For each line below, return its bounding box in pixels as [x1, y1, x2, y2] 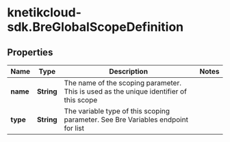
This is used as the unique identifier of [64, 87, 187, 96]
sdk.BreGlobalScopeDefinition [7, 19, 184, 35]
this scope [64, 96, 98, 104]
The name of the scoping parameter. [64, 79, 182, 87]
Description [109, 67, 149, 76]
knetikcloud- [7, 5, 82, 20]
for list [64, 124, 84, 132]
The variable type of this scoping [64, 106, 170, 115]
